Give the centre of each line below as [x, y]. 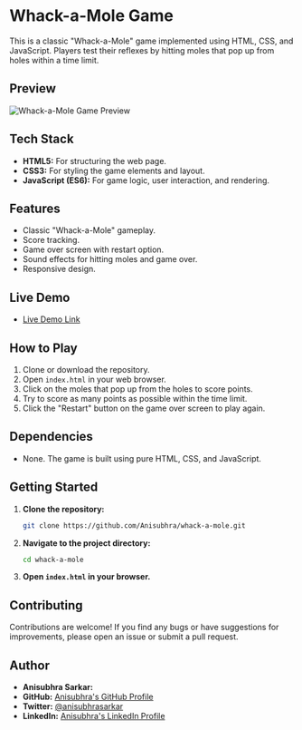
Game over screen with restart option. [93, 249]
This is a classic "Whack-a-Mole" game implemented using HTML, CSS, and [151, 41]
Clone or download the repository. [86, 370]
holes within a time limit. [54, 60]
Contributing [46, 605]
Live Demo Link [51, 319]
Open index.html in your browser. [86, 577]
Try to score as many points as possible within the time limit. [135, 399]
